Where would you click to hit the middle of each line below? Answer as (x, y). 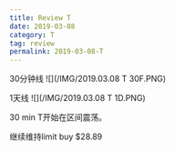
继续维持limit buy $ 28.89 (56, 136)
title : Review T (40, 18)
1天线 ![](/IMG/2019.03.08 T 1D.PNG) (77, 98)
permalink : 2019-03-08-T (57, 52)
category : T (32, 35)
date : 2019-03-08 (42, 26)
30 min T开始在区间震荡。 (58, 117)
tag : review (32, 43)
